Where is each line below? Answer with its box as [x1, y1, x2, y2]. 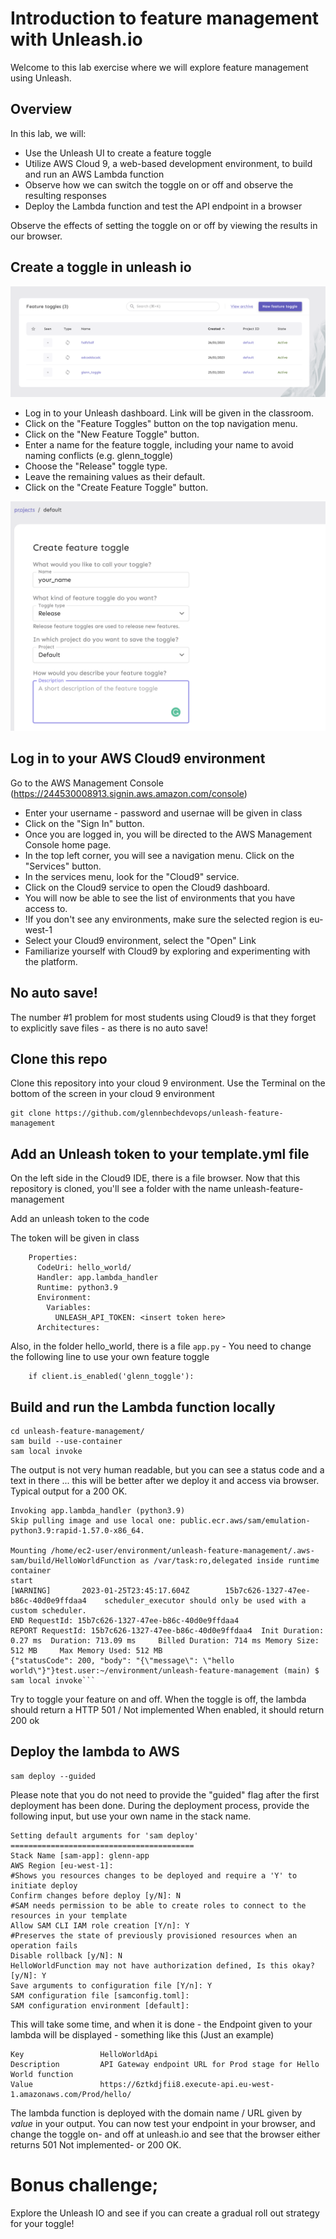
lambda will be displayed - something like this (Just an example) [10, 2028, 275, 2041]
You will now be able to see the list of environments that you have [24, 892, 296, 904]
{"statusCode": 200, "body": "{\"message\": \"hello [10, 1655, 235, 1666]
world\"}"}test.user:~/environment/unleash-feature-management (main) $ [10, 1665, 320, 1676]
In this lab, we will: [10, 127, 87, 139]
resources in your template [10, 1910, 128, 1921]
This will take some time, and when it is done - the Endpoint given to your [10, 2018, 313, 2030]
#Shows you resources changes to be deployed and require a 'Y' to [10, 1870, 298, 1881]
